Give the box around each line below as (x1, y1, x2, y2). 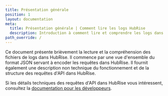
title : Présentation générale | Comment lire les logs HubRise (10, 26, 145, 31)
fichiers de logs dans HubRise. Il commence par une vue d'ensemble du (5, 54, 155, 60)
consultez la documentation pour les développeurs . (5, 85, 112, 91)
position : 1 (5, 12, 30, 17)
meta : (5, 21, 17, 26)
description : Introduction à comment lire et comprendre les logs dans (10, 30, 164, 35)
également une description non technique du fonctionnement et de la (5, 64, 149, 70)
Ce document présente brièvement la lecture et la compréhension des (5, 48, 151, 55)
